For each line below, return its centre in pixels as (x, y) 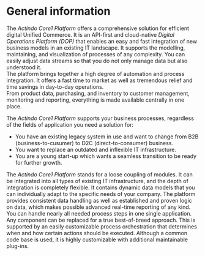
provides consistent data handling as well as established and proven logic (99, 200)
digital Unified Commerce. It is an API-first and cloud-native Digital (90, 34)
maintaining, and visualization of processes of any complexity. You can (96, 54)
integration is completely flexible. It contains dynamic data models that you (101, 187)
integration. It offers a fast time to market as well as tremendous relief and (99, 80)
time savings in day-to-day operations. (55, 86)
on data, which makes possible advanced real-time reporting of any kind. (99, 207)
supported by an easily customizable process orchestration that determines (102, 226)
